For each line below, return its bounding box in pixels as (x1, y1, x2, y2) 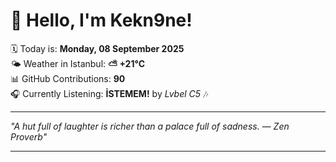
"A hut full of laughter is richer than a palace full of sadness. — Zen (10, 120, 290, 132)
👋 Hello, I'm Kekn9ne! (10, 9, 193, 32)
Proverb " (10, 130, 48, 143)
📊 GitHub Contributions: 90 (10, 72, 126, 84)
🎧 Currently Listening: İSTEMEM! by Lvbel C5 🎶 (10, 87, 209, 99)
